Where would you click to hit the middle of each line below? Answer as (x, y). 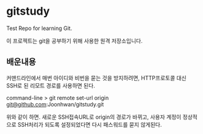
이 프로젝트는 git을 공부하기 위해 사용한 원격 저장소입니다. (75, 40)
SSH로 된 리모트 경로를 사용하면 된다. (51, 85)
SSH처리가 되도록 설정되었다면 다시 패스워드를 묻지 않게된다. (90, 124)
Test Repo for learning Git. (39, 28)
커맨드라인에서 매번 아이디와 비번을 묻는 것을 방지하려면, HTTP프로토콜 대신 (97, 78)
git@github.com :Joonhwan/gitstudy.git (55, 104)
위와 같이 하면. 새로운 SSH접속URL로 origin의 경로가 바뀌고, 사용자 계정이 (94, 117)
